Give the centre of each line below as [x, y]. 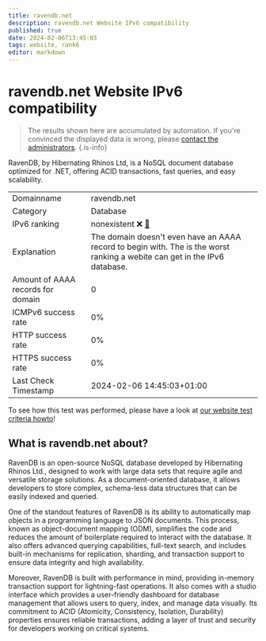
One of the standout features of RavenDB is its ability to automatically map [129, 512]
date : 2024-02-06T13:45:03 [53, 38]
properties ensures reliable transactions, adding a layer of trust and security [132, 620]
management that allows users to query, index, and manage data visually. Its [133, 603]
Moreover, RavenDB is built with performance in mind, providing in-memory [131, 578]
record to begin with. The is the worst [160, 247]
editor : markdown [37, 52]
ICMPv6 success [44, 312]
